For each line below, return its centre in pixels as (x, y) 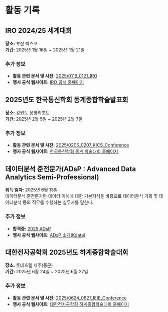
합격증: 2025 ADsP (32, 228)
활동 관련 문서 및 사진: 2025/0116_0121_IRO (55, 76)
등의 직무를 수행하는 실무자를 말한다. (58, 202)
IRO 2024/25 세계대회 (39, 30)
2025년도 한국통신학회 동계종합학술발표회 (67, 99)
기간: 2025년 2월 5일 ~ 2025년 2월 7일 (44, 119)
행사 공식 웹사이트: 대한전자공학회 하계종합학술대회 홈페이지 (71, 304)
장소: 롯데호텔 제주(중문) (29, 265)
